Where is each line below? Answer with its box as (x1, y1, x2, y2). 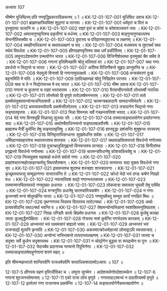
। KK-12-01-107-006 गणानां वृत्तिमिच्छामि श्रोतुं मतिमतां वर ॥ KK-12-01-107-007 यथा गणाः (5, 59, 160, 65)
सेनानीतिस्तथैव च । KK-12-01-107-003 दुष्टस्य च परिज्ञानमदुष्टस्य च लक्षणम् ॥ (5, 37, 135, 42)
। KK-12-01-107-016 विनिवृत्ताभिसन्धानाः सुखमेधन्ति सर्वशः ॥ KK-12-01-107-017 (5, 132, 144, 137)
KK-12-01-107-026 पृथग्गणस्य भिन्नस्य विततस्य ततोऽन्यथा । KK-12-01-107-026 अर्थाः (5, 199, 153, 204)
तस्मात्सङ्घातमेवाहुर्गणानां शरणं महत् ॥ (5, 249, 65, 255)
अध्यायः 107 (5, 4, 25, 10)
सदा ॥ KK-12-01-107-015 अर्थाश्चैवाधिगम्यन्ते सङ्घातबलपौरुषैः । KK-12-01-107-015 (5, 120, 151, 126)
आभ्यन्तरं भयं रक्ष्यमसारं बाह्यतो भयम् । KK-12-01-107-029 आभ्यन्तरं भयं (29, 221, 149, 227)
